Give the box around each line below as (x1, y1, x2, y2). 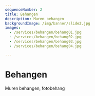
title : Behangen (5, 12, 38, 17)
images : (5, 25, 21, 30)
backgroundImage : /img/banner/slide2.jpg (5, 21, 91, 26)
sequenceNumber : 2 (5, 7, 42, 12)
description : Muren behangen (5, 16, 64, 21)
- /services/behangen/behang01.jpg (9, 30, 82, 35)
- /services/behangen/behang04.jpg (9, 44, 82, 48)
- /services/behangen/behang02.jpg (9, 35, 82, 40)
